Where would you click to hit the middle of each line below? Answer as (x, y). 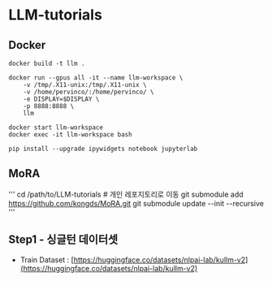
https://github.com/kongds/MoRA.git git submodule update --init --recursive (136, 203)
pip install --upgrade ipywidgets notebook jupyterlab (103, 149)
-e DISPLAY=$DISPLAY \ (61, 99)
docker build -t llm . (47, 63)
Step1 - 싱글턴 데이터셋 (63, 240)
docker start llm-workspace (56, 128)
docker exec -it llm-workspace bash (70, 135)
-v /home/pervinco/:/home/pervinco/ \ (89, 92)
